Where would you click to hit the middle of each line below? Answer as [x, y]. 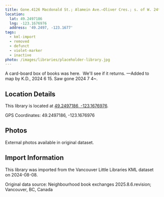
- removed [19, 42]
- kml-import [23, 37]
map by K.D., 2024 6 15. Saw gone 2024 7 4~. [51, 79]
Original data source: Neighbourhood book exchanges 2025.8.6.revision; [78, 184]
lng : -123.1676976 [28, 23]
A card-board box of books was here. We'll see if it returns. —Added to [77, 73]
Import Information [34, 158]
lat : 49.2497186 [26, 19]
